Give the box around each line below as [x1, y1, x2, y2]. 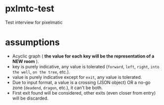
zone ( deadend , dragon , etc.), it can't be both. [12, 85, 103, 91]
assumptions [5, 37, 60, 48]
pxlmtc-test [5, 3, 54, 14]
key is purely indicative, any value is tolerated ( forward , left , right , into [12, 63, 160, 69]
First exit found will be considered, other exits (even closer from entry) [12, 90, 156, 96]
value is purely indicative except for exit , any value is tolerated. [12, 74, 142, 80]
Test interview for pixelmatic [5, 19, 63, 25]
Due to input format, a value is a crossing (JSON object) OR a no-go [12, 79, 151, 85]
